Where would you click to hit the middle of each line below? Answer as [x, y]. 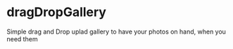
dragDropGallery [57, 12]
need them [22, 38]
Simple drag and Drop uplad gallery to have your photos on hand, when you [116, 31]
